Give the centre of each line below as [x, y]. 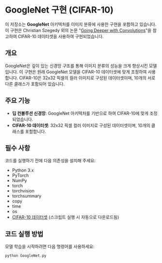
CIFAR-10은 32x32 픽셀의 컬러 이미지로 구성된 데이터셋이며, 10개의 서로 [87, 77]
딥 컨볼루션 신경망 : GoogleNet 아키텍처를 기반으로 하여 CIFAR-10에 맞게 [80, 113]
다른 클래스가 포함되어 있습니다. [35, 84]
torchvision [23, 191]
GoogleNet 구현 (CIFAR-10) [59, 10]
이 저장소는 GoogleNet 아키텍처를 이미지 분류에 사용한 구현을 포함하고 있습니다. [81, 24]
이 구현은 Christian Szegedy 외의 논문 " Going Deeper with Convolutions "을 [78, 30]
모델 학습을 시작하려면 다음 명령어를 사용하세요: [50, 247]
